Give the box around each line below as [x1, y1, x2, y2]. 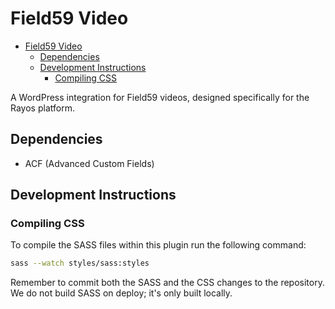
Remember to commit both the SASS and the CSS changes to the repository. [10, 277, 325, 289]
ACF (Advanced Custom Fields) [24, 157, 155, 169]
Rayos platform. [10, 102, 75, 114]
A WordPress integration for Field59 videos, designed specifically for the [10, 91, 310, 103]
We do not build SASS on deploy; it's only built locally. [10, 287, 233, 299]
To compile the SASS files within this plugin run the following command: [10, 239, 307, 251]
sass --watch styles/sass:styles [10, 258, 150, 269]
